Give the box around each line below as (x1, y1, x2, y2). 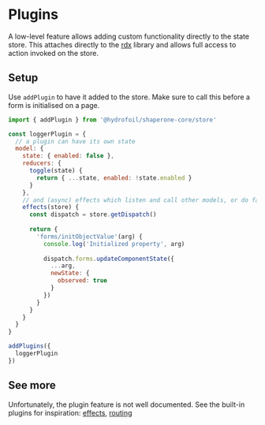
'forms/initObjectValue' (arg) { (36, 233, 144, 240)
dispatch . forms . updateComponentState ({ (43, 255, 175, 263)
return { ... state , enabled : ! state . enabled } (36, 173, 192, 182)
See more (8, 378, 57, 392)
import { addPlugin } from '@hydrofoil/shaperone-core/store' (8, 116, 217, 124)
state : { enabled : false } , (22, 152, 114, 160)
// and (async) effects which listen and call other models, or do (22, 196, 248, 204)
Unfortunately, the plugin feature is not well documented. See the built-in (8, 400, 245, 409)
